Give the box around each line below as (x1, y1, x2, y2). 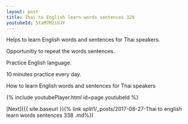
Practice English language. (6, 59, 72, 66)
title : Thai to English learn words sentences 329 (6, 14, 135, 20)
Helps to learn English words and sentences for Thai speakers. (6, 36, 161, 44)
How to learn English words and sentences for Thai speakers (6, 82, 156, 89)
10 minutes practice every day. (6, 71, 82, 78)
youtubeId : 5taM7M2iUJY (6, 20, 66, 26)
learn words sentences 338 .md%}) (6, 111, 94, 119)
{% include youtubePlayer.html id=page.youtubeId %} (6, 94, 139, 101)
